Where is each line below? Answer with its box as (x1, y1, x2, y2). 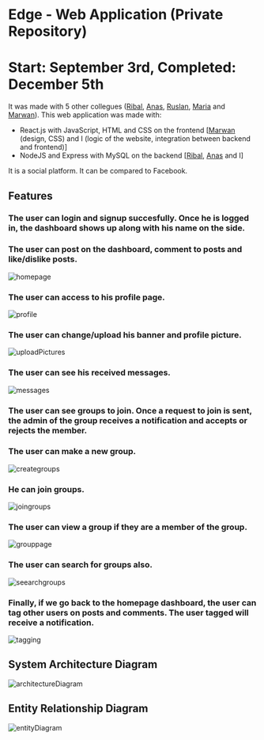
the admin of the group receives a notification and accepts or (8, 414, 247, 425)
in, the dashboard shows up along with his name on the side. (8, 223, 246, 234)
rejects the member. (8, 425, 88, 436)
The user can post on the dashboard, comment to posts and (8, 244, 243, 255)
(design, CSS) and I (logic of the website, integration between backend (19, 134, 251, 143)
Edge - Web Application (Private (8, 6, 224, 24)
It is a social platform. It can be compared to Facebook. (8, 166, 188, 176)
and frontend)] (19, 143, 67, 152)
